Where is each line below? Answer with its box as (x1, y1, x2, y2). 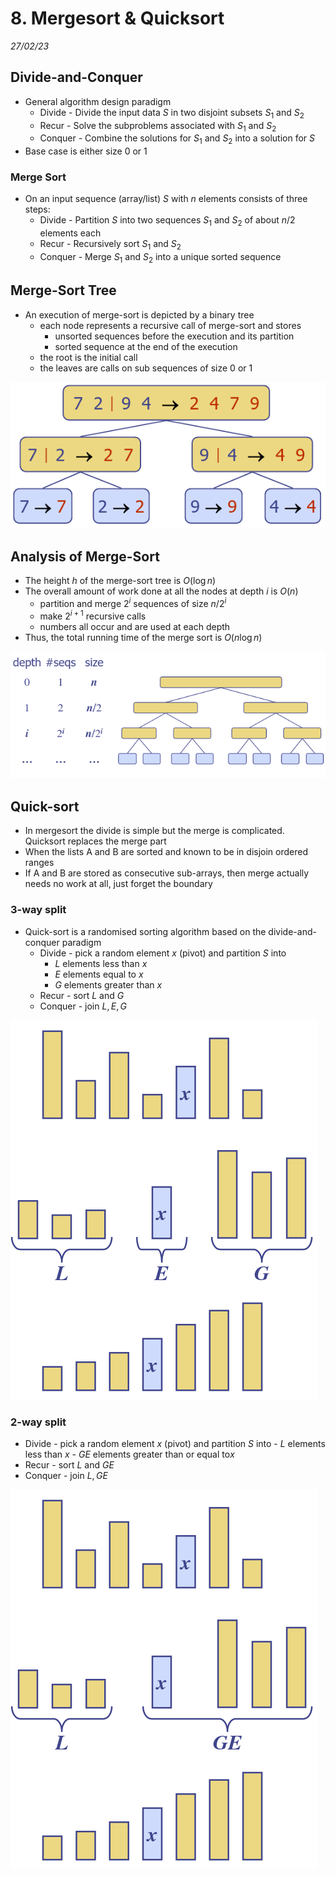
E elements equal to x (54, 968, 144, 980)
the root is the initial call (39, 351, 138, 363)
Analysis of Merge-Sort (10, 548, 160, 565)
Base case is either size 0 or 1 (24, 145, 148, 157)
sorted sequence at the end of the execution (54, 340, 238, 352)
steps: (24, 203, 51, 216)
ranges (24, 857, 55, 869)
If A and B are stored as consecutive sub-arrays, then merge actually (24, 867, 310, 879)
